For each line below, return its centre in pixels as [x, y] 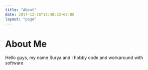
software [14, 63]
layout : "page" [21, 19]
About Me [26, 44]
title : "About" [21, 10]
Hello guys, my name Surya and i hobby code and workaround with [74, 57]
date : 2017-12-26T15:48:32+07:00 [40, 14]
